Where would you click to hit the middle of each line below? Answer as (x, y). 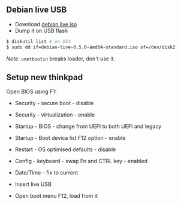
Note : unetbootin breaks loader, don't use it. (61, 59)
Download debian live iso (46, 24)
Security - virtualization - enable (55, 115)
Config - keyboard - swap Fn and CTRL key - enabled (81, 161)
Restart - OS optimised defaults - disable (65, 149)
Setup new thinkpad (44, 77)
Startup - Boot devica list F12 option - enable (70, 138)
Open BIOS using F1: (31, 91)
